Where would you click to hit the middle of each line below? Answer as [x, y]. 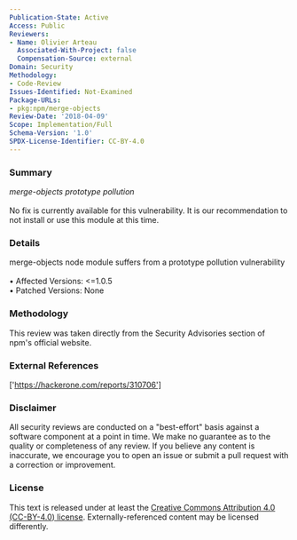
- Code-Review [35, 83]
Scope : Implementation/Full [61, 125]
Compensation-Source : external [75, 59]
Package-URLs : [35, 100]
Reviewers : [29, 34]
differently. [29, 526]
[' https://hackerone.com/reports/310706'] [86, 385]
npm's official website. [51, 342]
